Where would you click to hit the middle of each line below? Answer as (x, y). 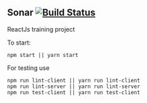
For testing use (28, 68)
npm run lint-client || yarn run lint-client (73, 80)
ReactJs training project (41, 29)
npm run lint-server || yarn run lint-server (73, 87)
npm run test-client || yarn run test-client (73, 92)
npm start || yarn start (43, 55)
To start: (19, 43)
